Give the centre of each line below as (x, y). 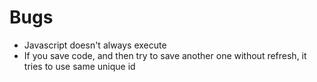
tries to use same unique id (79, 66)
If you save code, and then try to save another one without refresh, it (165, 55)
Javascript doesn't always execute (95, 45)
